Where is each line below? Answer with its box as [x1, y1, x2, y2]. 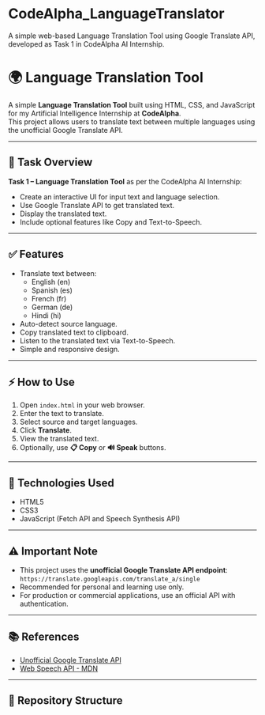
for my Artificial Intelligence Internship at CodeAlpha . [8, 108, 181, 118]
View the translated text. [19, 434, 99, 444]
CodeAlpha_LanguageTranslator [8, 5, 225, 23]
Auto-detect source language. [19, 319, 118, 328]
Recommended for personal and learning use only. [19, 582, 185, 592]
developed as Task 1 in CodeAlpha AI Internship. [8, 39, 165, 48]
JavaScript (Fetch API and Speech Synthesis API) [19, 514, 181, 524]
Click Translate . [19, 426, 73, 435]
